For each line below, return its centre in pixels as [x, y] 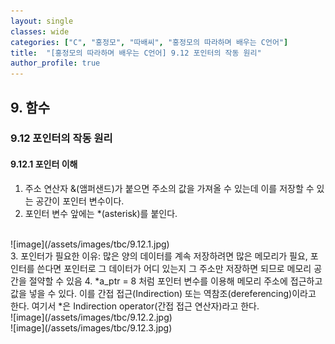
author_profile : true [55, 63]
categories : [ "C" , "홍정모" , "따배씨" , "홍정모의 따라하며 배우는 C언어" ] [149, 42]
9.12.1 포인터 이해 [44, 164]
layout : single [42, 21]
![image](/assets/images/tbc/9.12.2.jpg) [91, 317]
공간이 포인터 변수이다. [80, 201]
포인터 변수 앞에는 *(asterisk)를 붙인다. [101, 213]
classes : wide [40, 31]
